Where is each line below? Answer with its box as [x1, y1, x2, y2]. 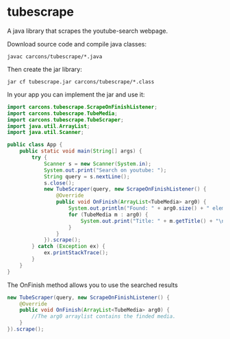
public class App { [7, 141, 63, 148]
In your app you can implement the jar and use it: [7, 90, 145, 98]
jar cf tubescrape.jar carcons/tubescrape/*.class [7, 78, 155, 85]
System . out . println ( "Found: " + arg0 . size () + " [68, 205, 210, 212]
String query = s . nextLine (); [43, 173, 130, 180]
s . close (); [43, 179, 75, 187]
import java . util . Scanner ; [7, 129, 84, 136]
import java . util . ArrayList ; [7, 122, 90, 130]
